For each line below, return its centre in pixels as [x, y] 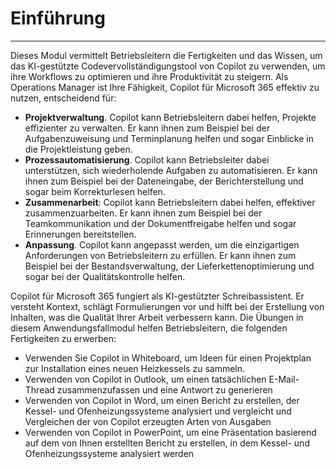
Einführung [58, 18]
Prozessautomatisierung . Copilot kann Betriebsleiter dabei [147, 159]
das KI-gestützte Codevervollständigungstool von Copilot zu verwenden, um [168, 66]
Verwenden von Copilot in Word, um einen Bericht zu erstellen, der [162, 400]
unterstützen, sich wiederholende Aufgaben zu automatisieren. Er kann [171, 170]
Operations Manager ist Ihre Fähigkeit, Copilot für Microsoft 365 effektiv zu [165, 87]
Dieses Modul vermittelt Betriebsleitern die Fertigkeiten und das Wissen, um [166, 55]
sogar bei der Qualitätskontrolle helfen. [105, 276]
